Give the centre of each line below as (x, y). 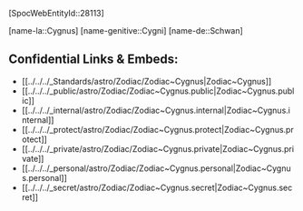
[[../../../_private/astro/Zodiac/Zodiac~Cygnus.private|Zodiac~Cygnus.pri (158, 148)
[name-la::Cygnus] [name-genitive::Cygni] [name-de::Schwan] (126, 30)
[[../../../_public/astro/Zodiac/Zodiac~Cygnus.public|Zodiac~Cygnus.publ (158, 91)
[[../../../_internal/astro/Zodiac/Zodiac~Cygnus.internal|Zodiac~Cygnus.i (156, 110)
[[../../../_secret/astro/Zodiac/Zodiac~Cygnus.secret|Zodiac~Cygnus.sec (157, 187)
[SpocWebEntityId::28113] (57, 13)
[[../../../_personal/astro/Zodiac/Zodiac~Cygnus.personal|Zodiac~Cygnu (156, 168)
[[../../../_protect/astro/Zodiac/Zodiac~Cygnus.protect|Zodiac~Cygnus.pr (157, 129)
